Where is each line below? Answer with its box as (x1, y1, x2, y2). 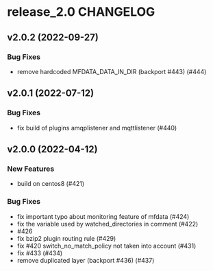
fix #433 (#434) (16, 248, 63, 257)
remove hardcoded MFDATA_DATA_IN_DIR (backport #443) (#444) (16, 67, 207, 75)
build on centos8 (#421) (16, 180, 85, 188)
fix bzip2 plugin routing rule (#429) (16, 234, 116, 242)
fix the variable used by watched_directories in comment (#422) (16, 220, 199, 228)
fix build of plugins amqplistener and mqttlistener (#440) (16, 123, 177, 132)
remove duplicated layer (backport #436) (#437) (16, 256, 155, 264)
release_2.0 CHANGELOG (7, 4, 155, 20)
